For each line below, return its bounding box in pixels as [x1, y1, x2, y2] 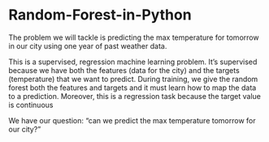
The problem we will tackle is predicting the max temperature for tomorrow [8, 32, 259, 42]
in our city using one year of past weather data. [8, 41, 167, 50]
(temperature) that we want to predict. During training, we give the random [8, 74, 258, 84]
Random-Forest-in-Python [8, 6, 193, 24]
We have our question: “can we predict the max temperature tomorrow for [8, 115, 256, 125]
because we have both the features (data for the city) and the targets [8, 65, 240, 75]
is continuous [8, 100, 54, 110]
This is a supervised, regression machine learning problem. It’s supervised [8, 57, 258, 67]
